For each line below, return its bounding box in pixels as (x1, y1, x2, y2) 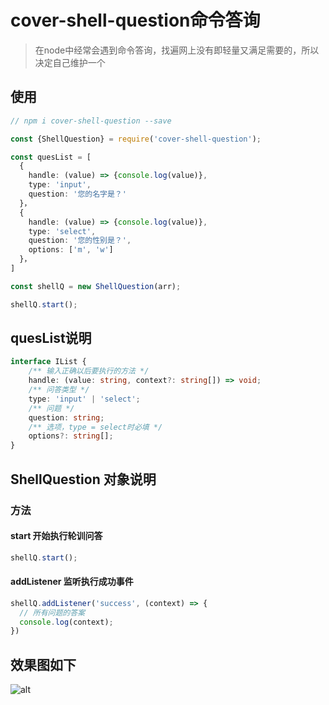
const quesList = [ (10, 152, 92, 162)
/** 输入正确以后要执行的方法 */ (28, 366, 150, 376)
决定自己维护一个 (34, 56, 106, 68)
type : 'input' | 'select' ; (28, 394, 141, 404)
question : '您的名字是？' (28, 189, 127, 199)
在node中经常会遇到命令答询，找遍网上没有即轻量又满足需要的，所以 (34, 44, 320, 56)
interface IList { (10, 357, 87, 367)
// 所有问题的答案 (19, 607, 86, 618)
